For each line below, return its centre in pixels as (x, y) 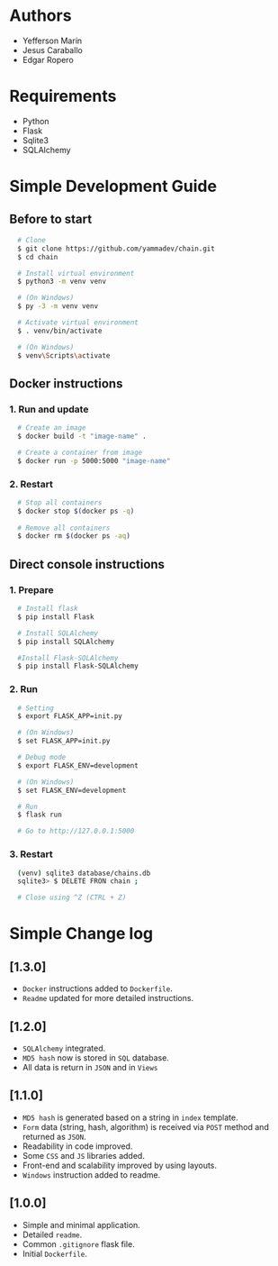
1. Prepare (31, 589)
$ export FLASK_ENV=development (78, 765)
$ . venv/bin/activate (60, 331)
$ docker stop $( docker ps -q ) (76, 511)
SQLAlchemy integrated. (64, 1048)
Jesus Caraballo (52, 50)
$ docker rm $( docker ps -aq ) (74, 536)
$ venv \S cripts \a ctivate (64, 355)
